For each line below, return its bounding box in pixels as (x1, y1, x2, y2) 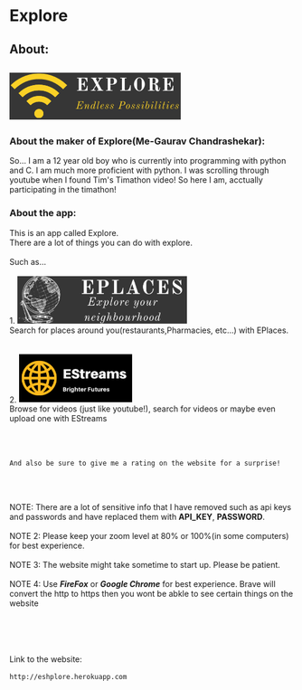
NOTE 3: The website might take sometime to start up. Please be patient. (9, 560, 280, 571)
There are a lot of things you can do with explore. (9, 237, 193, 248)
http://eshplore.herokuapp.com (9, 673, 127, 682)
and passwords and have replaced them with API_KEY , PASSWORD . (9, 512, 265, 523)
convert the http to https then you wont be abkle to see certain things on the (9, 589, 294, 600)
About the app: (9, 207, 77, 220)
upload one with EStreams (9, 413, 108, 424)
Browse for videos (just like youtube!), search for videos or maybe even (9, 403, 276, 414)
